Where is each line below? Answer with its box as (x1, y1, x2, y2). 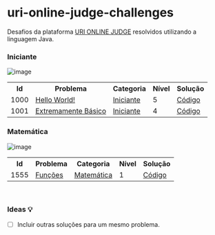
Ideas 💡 (7, 205, 33, 214)
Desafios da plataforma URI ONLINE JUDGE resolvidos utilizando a (7, 27, 197, 36)
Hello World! (35, 95, 76, 104)
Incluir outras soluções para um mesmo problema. (17, 220, 160, 228)
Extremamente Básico (35, 107, 107, 116)
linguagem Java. (7, 34, 54, 43)
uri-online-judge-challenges (7, 5, 174, 21)
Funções (35, 170, 63, 179)
